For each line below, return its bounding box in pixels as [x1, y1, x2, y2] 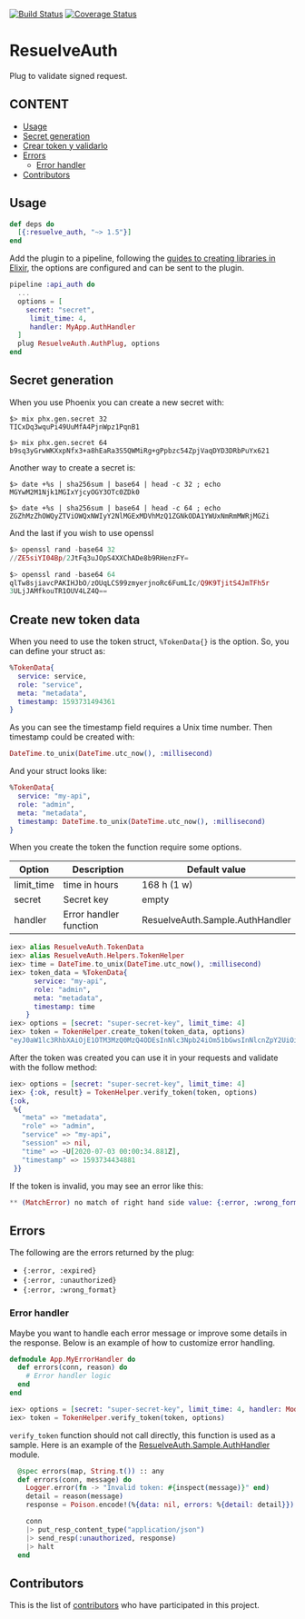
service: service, [17, 671, 88, 680]
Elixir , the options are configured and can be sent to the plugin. [9, 263, 245, 273]
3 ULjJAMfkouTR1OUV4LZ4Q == [9, 587, 107, 596]
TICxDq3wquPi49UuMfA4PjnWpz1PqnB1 [9, 422, 141, 432]
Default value [186, 863, 247, 876]
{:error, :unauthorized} [22, 1276, 117, 1286]
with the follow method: [9, 1061, 98, 1072]
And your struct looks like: [9, 766, 107, 777]
